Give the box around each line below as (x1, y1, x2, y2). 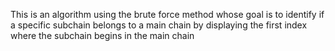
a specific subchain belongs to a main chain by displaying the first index (10, 19, 308, 31)
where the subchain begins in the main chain (10, 30, 195, 41)
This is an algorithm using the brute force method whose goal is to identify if (10, 9, 325, 20)
